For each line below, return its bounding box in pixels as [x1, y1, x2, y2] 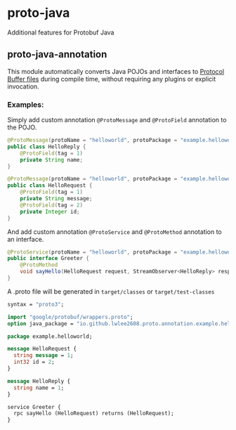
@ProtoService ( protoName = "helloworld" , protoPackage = [7, 248, 178, 256]
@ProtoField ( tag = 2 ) [20, 202, 83, 209]
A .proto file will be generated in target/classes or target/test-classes [7, 287, 215, 296]
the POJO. [7, 123, 37, 131]
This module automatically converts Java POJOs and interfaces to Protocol [7, 67, 225, 75]
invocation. [7, 82, 40, 91]
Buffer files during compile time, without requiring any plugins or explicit [7, 74, 216, 83]
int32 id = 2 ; [13, 358, 55, 366]
